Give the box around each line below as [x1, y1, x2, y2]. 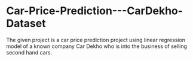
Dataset [6, 17, 46, 30]
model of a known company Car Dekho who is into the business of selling [6, 43, 187, 50]
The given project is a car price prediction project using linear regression [6, 36, 186, 43]
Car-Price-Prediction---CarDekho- [6, 4, 183, 18]
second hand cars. [6, 49, 53, 56]
